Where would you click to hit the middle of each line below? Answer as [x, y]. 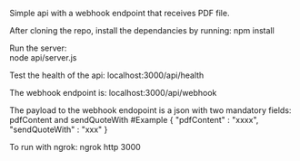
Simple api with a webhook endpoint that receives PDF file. [120, 13]
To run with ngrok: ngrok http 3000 [75, 147]
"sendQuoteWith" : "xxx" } [59, 129]
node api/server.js [43, 57]
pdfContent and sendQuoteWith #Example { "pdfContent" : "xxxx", [134, 120]
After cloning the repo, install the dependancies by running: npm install [142, 30]
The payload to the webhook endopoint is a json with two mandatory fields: [150, 110]
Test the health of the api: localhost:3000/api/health [107, 75]
